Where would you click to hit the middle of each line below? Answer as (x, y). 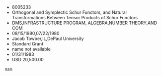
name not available (31, 49)
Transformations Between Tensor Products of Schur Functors (75, 18)
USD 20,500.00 (28, 59)
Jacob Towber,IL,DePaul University (48, 38)
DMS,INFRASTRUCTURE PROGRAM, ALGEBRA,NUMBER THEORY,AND (84, 23)
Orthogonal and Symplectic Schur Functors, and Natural (69, 12)
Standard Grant (27, 44)
